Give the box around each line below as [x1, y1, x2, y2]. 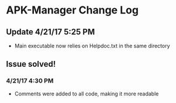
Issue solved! [6, 59, 56, 69]
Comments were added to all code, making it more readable [14, 90, 159, 97]
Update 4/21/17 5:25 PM [6, 27, 95, 37]
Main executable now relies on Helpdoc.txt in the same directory [14, 42, 171, 49]
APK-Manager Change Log [6, 4, 139, 17]
